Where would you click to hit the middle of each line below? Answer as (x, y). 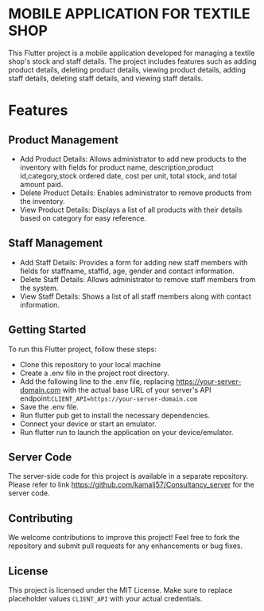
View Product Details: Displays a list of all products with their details (131, 210)
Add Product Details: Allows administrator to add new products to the (133, 159)
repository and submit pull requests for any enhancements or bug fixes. (126, 546)
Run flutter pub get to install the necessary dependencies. (115, 415)
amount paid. (41, 184)
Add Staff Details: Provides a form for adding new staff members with (134, 262)
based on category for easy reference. (83, 218)
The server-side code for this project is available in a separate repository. (128, 476)
